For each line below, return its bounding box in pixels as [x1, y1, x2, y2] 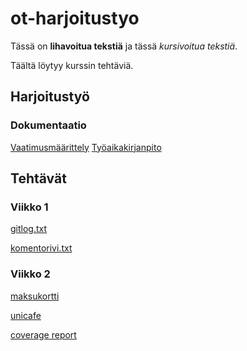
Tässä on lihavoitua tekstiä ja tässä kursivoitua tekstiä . [10, 40, 238, 52]
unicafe [10, 309, 42, 321]
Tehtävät [10, 170, 67, 187]
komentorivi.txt [10, 242, 73, 254]
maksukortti [10, 290, 60, 302]
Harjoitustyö [10, 88, 90, 106]
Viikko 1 [10, 200, 49, 214]
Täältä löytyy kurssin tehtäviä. [10, 59, 134, 71]
